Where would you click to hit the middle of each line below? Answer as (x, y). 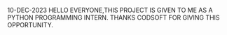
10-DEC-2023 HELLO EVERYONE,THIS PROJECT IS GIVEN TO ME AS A (110, 10)
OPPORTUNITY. (30, 25)
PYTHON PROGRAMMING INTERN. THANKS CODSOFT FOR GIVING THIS (113, 17)
